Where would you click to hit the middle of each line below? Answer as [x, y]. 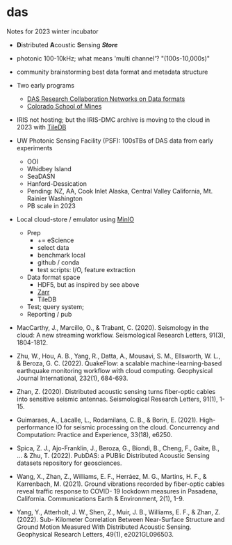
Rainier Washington [55, 198]
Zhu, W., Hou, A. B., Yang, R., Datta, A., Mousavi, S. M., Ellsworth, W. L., [118, 356]
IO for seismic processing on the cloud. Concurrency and [138, 427]
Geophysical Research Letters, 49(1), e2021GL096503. [95, 534]
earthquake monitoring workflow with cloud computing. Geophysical [115, 370]
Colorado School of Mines [64, 106]
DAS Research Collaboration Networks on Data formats [106, 99]
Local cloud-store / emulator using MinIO [75, 219]
